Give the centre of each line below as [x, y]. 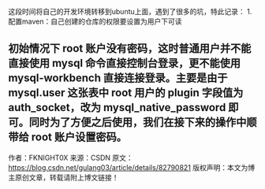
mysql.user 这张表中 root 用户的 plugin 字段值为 [126, 93]
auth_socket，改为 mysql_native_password [117, 107]
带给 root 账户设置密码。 [68, 137]
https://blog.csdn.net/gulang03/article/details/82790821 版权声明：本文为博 [132, 167]
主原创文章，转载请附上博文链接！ [63, 177]
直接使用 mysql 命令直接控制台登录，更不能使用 [125, 63]
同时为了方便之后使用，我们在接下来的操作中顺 [143, 122]
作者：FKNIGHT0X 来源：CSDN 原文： [71, 157]
